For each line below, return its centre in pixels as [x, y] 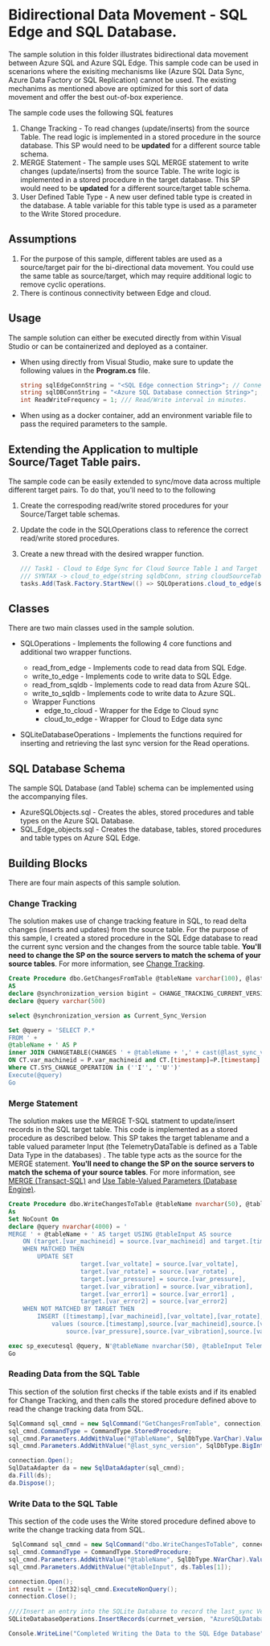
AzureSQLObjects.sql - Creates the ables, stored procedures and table [137, 812]
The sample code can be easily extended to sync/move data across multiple [135, 481]
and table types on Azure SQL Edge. [80, 838]
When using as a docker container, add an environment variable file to [136, 416]
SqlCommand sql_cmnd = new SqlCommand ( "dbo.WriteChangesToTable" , [125, 1544]
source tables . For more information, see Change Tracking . [106, 964]
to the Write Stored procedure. [70, 214]
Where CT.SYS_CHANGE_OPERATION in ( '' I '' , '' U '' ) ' [95, 1068]
